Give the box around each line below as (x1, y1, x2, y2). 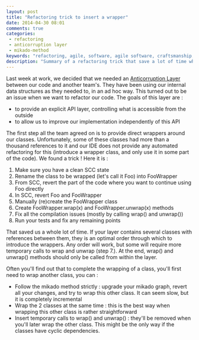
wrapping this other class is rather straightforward (14, 308, 137, 315)
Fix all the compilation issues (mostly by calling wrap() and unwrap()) (14, 210, 184, 218)
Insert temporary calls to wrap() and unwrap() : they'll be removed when (14, 314, 191, 322)
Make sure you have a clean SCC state (14, 166, 110, 173)
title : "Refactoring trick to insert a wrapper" (6, 14, 129, 20)
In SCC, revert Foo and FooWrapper (14, 191, 102, 199)
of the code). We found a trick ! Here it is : (6, 155, 108, 162)
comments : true (6, 25, 44, 32)
